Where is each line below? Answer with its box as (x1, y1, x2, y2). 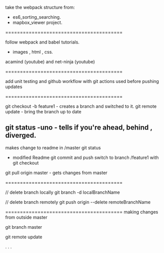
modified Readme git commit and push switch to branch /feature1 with (12, 154, 159, 160)
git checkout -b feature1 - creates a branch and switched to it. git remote (5, 103, 157, 109)
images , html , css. (12, 49, 53, 55)
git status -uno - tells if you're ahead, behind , (5, 123, 153, 132)
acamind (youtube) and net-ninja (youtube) (5, 59, 95, 65)
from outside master (5, 214, 48, 220)
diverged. (5, 131, 36, 140)
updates (5, 83, 23, 90)
